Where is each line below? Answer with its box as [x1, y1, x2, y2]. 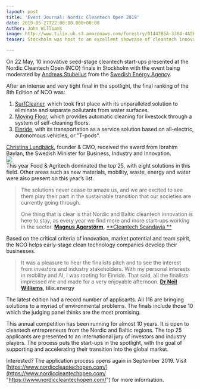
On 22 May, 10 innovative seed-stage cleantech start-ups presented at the [6, 58, 189, 65]
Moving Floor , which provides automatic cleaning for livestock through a [14, 113, 192, 120]
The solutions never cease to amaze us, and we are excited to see [20, 186, 183, 193]
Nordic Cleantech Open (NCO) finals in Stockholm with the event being [6, 64, 180, 72]
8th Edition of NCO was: [6, 89, 65, 95]
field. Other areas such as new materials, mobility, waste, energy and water [6, 168, 191, 175]
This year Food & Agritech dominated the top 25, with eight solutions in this [6, 162, 190, 169]
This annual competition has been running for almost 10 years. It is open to [6, 320, 189, 327]
